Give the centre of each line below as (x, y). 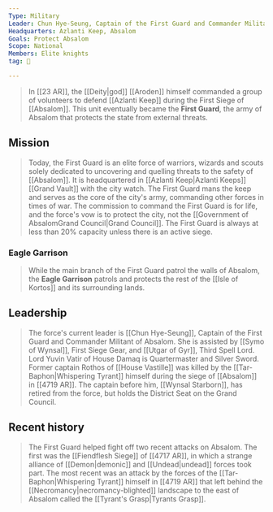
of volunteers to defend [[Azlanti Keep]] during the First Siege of (136, 100)
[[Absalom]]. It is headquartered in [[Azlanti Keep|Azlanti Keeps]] (137, 180)
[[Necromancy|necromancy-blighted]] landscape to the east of (134, 490)
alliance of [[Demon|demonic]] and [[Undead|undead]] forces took (140, 464)
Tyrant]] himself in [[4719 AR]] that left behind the (180, 481)
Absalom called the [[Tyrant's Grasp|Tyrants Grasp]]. (117, 499)
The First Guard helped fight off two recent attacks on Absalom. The (143, 447)
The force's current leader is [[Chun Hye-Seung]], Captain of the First (145, 332)
